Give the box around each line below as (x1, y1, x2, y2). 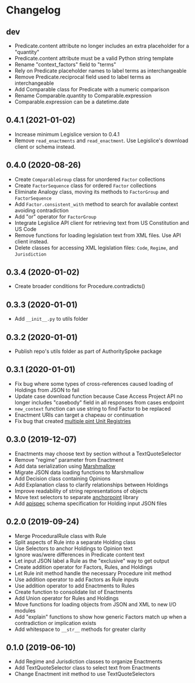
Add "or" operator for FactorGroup (14, 213, 97, 220)
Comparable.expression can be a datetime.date (14, 98, 129, 105)
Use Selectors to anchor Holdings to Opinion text (14, 545, 133, 552)
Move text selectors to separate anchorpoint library (14, 493, 139, 500)
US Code (14, 225, 37, 232)
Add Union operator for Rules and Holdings (14, 595, 119, 602)
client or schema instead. (14, 143, 76, 150)
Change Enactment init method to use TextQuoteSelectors (14, 671, 155, 678)
